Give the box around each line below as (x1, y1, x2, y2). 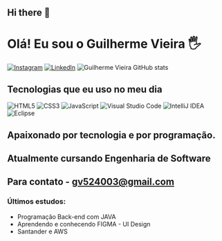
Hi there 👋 (7, 7, 50, 19)
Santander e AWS (17, 227, 68, 235)
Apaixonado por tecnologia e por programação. (7, 129, 216, 141)
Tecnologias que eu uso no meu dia (7, 84, 163, 95)
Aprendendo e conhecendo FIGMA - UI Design (17, 220, 151, 228)
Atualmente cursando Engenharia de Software (7, 153, 211, 164)
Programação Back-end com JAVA (17, 212, 116, 221)
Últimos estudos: (7, 197, 66, 206)
